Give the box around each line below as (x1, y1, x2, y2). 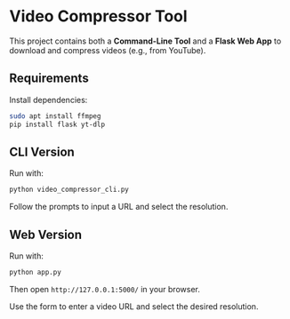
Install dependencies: (9, 94, 88, 105)
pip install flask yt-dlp (9, 120, 105, 129)
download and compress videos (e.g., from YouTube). (9, 44, 206, 55)
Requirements (9, 71, 89, 86)
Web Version (9, 227, 83, 242)
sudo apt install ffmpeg (9, 111, 101, 121)
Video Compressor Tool (9, 6, 189, 27)
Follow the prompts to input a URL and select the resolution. (9, 202, 229, 212)
